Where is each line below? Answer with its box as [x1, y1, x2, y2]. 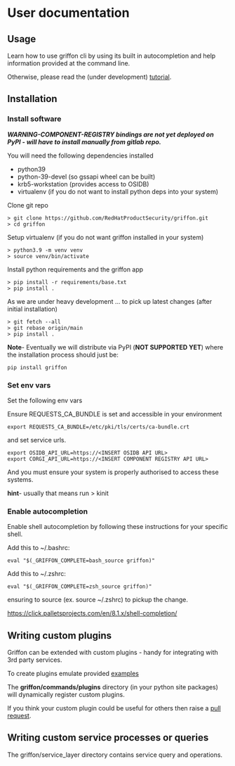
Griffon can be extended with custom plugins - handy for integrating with [7, 649, 219, 657]
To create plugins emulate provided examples [7, 670, 139, 678]
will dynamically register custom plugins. [7, 691, 125, 699]
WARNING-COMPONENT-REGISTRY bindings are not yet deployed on [7, 130, 214, 139]
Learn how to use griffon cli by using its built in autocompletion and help [7, 51, 216, 60]
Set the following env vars [7, 396, 83, 404]
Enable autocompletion [7, 506, 88, 516]
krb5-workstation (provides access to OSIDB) [17, 179, 149, 188]
